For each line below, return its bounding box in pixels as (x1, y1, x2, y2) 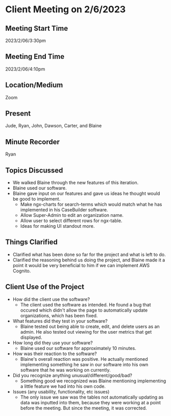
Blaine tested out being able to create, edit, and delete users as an (20, 323, 160, 330)
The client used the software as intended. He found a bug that (20, 301, 151, 308)
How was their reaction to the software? (12, 351, 97, 357)
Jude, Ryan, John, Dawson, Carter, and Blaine (5, 123, 102, 129)
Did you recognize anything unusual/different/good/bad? (12, 372, 133, 378)
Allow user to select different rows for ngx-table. (20, 217, 123, 224)
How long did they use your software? (12, 339, 93, 346)
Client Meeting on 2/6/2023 (5, 4, 126, 15)
